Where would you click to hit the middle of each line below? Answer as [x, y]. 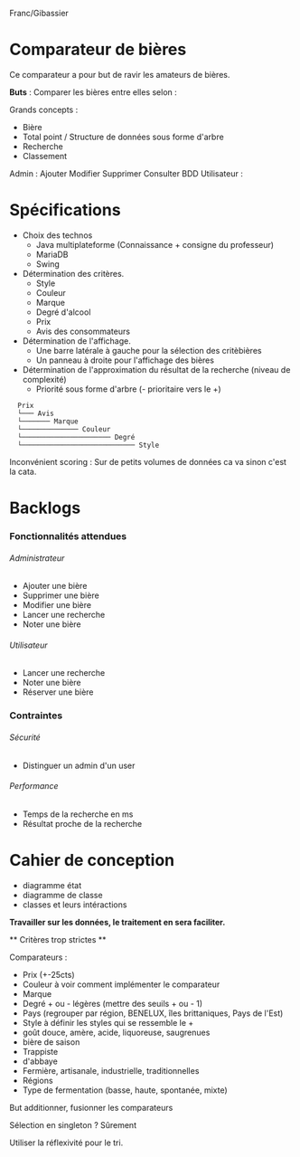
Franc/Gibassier [39, 13]
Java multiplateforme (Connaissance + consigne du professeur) [155, 244]
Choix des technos [57, 235]
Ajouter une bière [55, 586]
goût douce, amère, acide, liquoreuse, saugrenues [116, 1032]
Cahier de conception [92, 860]
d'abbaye [40, 1061]
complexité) [44, 379]
